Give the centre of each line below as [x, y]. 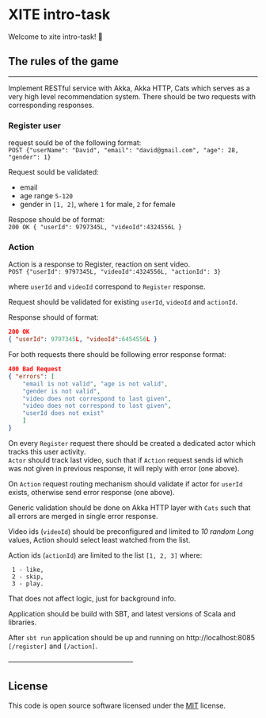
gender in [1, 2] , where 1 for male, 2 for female [97, 205]
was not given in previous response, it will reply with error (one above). [124, 468]
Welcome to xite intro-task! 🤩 [55, 36]
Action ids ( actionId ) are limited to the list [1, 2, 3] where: [105, 555]
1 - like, [28, 570]
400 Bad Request [35, 369]
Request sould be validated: [53, 172]
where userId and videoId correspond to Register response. [107, 286]
